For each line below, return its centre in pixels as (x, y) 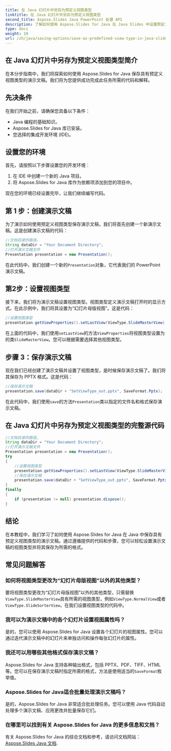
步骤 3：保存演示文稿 (38, 357)
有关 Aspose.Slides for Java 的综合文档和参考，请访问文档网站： (73, 737)
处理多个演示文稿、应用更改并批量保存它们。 (52, 710)
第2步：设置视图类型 (38, 289)
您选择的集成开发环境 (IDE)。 (43, 134)
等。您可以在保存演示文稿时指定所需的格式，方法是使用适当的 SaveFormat (81, 671)
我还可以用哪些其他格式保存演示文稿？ (52, 653)
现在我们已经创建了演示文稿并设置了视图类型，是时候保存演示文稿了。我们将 (85, 370)
